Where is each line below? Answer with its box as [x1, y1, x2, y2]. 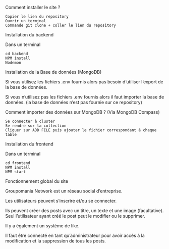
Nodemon [5, 60, 22, 65]
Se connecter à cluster [5, 119, 55, 124]
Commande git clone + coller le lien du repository [5, 23, 116, 28]
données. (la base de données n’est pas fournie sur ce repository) [5, 99, 143, 105]
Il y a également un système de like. [5, 223, 80, 229]
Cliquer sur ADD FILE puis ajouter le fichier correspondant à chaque [5, 128, 157, 133]
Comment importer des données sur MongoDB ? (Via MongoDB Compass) [5, 109, 160, 115]
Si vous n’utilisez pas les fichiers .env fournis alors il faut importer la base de [5, 94, 164, 100]
